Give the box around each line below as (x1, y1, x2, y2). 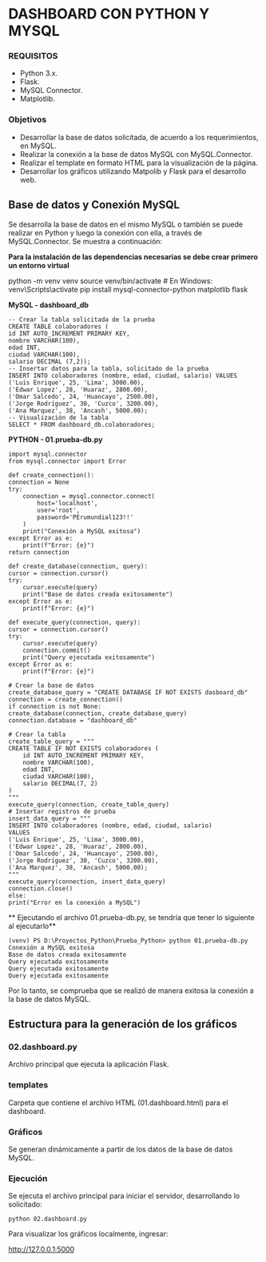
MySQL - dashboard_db (8, 299, 89, 309)
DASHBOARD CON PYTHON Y (8, 5, 210, 23)
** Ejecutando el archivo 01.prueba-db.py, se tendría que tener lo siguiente (8, 912, 255, 922)
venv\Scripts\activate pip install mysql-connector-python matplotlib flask (8, 284, 248, 294)
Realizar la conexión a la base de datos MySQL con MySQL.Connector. (19, 149, 253, 159)
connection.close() (8, 884, 73, 893)
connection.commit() (22, 646, 91, 654)
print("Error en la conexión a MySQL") (8, 898, 141, 906)
